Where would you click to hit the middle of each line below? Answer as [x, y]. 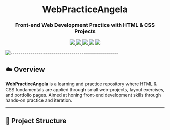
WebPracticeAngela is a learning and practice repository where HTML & [81, 84]
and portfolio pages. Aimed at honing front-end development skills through [83, 95]
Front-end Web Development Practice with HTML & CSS [85, 25]
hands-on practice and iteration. [39, 100]
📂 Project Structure [36, 121]
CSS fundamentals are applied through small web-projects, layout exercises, [85, 90]
